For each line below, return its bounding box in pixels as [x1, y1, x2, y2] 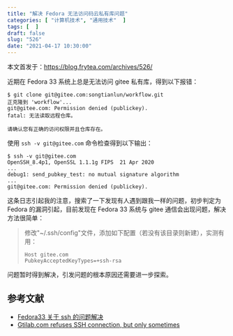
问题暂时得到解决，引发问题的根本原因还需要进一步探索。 [7, 270, 172, 279]
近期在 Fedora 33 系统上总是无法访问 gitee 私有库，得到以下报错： [7, 77, 199, 86]
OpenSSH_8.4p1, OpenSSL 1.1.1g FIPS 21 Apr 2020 [7, 159, 155, 166]
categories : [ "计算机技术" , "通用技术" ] [7, 17, 126, 24]
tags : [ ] [7, 23, 39, 30]
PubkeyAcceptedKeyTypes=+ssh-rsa [24, 257, 122, 264]
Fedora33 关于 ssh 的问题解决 [17, 312, 103, 321]
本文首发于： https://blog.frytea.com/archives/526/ [7, 63, 153, 70]
